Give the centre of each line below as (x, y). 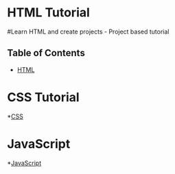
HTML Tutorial (49, 13)
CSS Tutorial (44, 97)
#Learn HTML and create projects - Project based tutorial (88, 32)
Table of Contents (46, 53)
